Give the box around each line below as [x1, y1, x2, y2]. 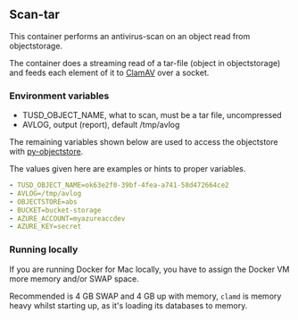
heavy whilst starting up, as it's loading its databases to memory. [9, 299, 248, 311]
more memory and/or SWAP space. [9, 273, 140, 284]
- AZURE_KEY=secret [9, 223, 82, 232]
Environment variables [9, 89, 110, 102]
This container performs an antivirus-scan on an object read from [9, 30, 251, 41]
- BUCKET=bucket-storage [9, 206, 102, 215]
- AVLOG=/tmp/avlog [9, 189, 82, 198]
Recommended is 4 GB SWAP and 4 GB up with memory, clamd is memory [9, 291, 282, 301]
